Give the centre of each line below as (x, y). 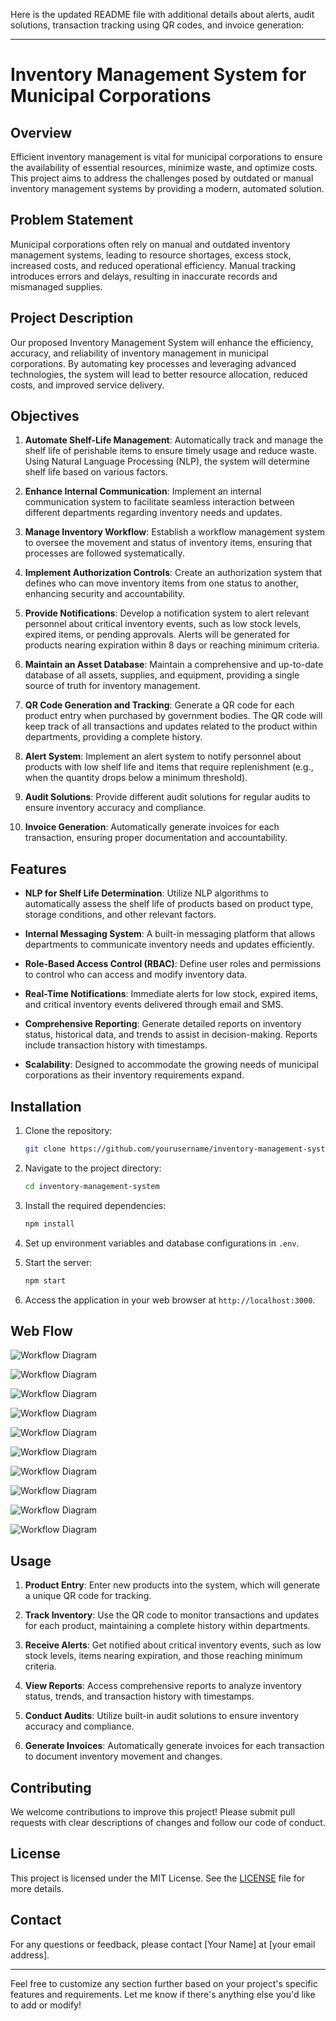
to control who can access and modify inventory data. (136, 975)
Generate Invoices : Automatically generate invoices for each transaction (174, 1746)
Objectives (45, 416)
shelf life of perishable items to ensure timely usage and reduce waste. (171, 451)
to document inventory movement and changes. (123, 1756)
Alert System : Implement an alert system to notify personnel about (163, 756)
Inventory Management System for (158, 75)
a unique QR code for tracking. (88, 1596)
